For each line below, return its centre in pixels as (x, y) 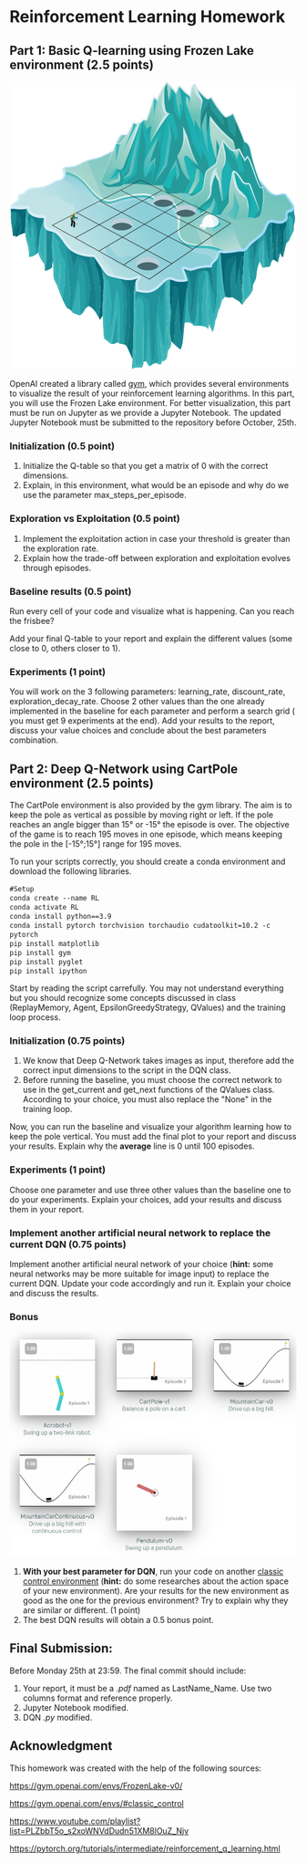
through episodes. (57, 567)
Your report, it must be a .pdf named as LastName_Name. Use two (147, 1688)
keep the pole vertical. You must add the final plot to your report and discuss (153, 1137)
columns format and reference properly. (97, 1698)
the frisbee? (32, 620)
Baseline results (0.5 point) (71, 591)
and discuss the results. (54, 1293)
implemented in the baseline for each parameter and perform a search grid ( (153, 711)
